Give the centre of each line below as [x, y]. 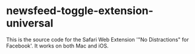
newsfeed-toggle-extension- [80, 11]
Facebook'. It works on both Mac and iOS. [57, 46]
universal [30, 23]
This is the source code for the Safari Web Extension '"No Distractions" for [97, 39]
